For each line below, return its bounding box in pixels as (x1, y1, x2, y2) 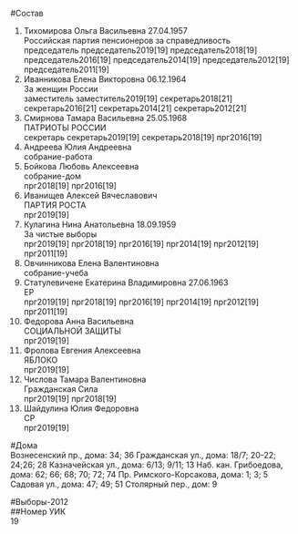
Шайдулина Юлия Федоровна (23, 403, 139, 414)
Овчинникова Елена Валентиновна (23, 258, 159, 268)
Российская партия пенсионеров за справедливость (23, 36, 231, 46)
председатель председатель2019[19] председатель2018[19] (23, 45, 258, 56)
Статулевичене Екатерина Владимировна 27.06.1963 (23, 277, 229, 288)
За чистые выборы (23, 229, 98, 240)
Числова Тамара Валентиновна (23, 374, 147, 385)
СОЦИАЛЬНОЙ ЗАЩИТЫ (23, 325, 122, 336)
